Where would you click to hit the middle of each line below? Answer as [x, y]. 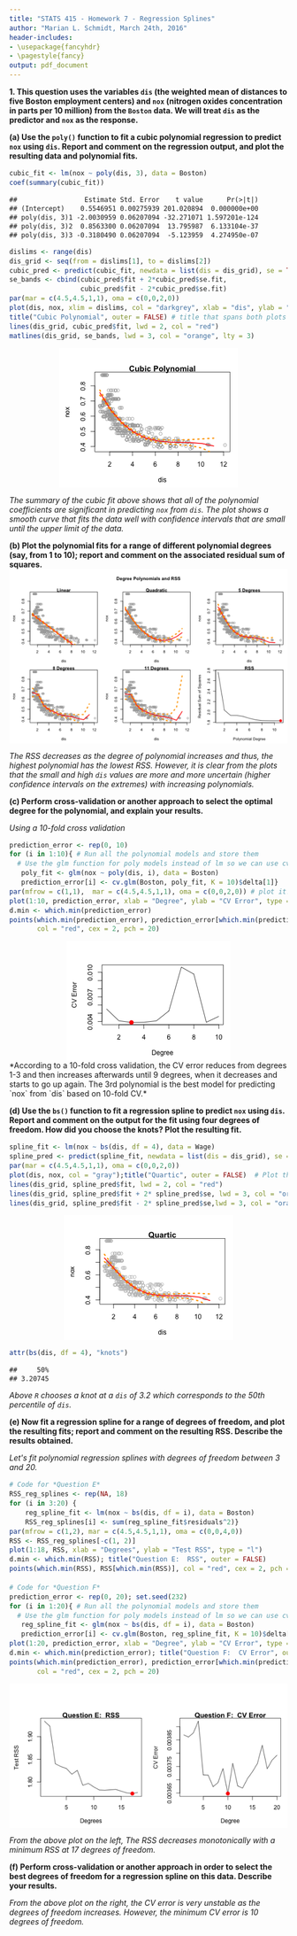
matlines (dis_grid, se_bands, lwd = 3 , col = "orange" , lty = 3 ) [132, 336]
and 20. [23, 1467]
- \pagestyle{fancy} [47, 56]
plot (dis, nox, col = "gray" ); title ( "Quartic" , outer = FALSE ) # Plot [144, 1175]
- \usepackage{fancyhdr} [55, 47]
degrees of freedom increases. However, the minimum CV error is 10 [134, 1912]
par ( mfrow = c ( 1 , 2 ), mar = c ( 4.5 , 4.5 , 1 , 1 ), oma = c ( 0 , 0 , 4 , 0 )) [126, 1531]
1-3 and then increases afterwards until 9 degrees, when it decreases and [144, 1075]
